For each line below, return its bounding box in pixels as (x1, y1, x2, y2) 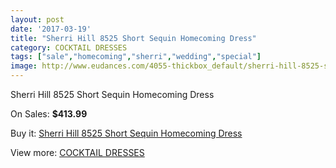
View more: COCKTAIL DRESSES (10, 147, 145, 158)
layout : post (10, 14, 65, 25)
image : (10, 61, 38, 71)
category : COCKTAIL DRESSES (10, 42, 128, 53)
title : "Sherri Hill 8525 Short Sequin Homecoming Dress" (10, 33, 257, 43)
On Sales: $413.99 (10, 108, 88, 120)
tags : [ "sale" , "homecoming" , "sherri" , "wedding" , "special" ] (10, 52, 262, 62)
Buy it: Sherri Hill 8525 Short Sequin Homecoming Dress (10, 127, 243, 139)
